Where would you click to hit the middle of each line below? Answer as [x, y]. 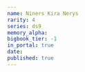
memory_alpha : [28, 33]
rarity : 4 [21, 20]
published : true [30, 58]
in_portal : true [30, 45]
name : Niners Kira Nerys [43, 13]
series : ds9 [24, 26]
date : [15, 52]
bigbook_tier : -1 [32, 39]
